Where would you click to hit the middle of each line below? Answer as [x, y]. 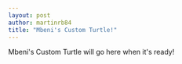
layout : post [29, 15]
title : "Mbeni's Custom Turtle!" [63, 30]
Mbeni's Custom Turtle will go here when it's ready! [91, 52]
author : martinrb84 [40, 23]
